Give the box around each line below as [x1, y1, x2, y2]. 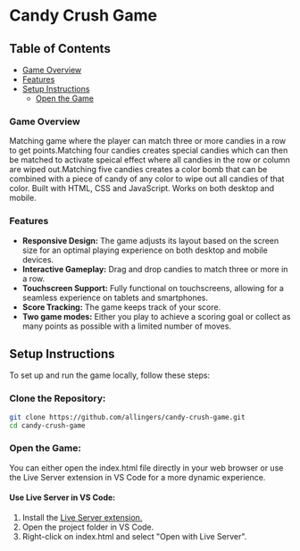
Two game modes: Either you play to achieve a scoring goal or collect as [21, 311, 292, 321]
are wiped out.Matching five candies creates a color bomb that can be [9, 164, 268, 175]
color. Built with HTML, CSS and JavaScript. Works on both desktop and [9, 183, 275, 194]
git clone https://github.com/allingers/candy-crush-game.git [9, 413, 246, 422]
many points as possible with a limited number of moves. [21, 321, 232, 331]
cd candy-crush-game [9, 421, 87, 430]
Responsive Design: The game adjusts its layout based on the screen [21, 235, 279, 246]
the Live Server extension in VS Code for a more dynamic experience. [9, 472, 266, 482]
